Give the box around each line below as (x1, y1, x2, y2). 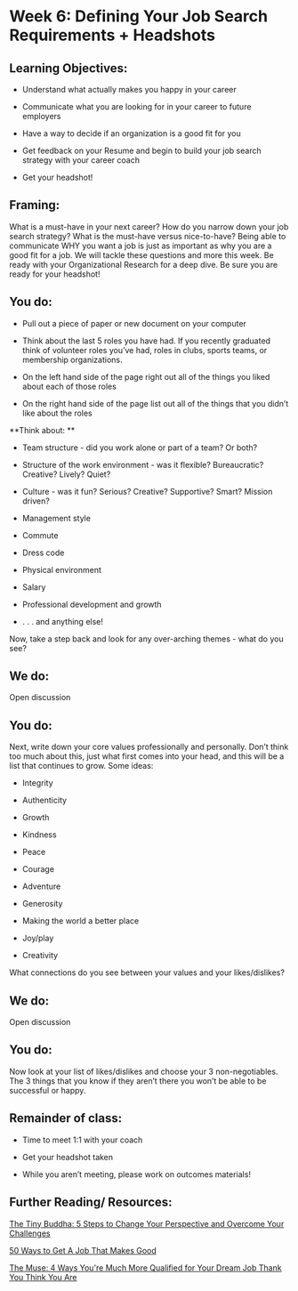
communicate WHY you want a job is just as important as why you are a (9, 240, 272, 251)
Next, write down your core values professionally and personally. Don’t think (9, 741, 289, 753)
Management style (21, 512, 92, 523)
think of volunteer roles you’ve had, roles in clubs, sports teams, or (21, 344, 268, 355)
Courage (21, 864, 55, 875)
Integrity (21, 778, 53, 788)
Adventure (21, 881, 61, 892)
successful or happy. (9, 1085, 86, 1095)
